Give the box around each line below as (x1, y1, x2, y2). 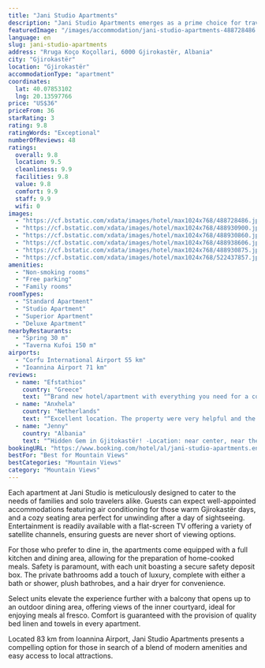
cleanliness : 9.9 (15, 166, 73, 174)
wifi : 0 (15, 202, 41, 210)
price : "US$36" (8, 99, 58, 107)
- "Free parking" (15, 275, 73, 284)
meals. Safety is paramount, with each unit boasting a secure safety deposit (8, 562, 256, 571)
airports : (8, 349, 41, 357)
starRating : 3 (8, 114, 55, 122)
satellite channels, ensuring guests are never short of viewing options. (8, 529, 237, 539)
